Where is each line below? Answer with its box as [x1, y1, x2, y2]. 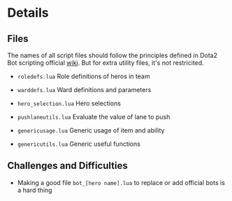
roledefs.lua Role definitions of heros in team [17, 72, 150, 80]
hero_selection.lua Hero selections [17, 99, 121, 107]
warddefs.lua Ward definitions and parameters [17, 86, 152, 94]
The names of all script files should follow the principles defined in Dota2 [7, 51, 218, 59]
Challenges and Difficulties [7, 160, 128, 172]
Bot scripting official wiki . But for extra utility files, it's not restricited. [7, 59, 204, 67]
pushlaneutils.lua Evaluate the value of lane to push [17, 113, 171, 121]
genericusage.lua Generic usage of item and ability [17, 126, 165, 134]
